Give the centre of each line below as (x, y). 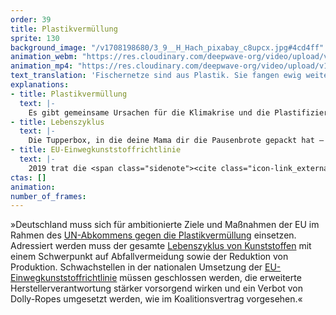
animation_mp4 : (42, 66)
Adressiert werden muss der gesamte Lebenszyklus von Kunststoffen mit (161, 246)
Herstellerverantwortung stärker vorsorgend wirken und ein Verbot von (156, 288)
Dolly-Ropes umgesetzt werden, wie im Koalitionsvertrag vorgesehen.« (156, 299)
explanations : (40, 85)
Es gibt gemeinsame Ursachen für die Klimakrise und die (149, 112)
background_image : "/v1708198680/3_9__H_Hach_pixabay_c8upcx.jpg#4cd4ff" (167, 47)
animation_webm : (44, 57)
